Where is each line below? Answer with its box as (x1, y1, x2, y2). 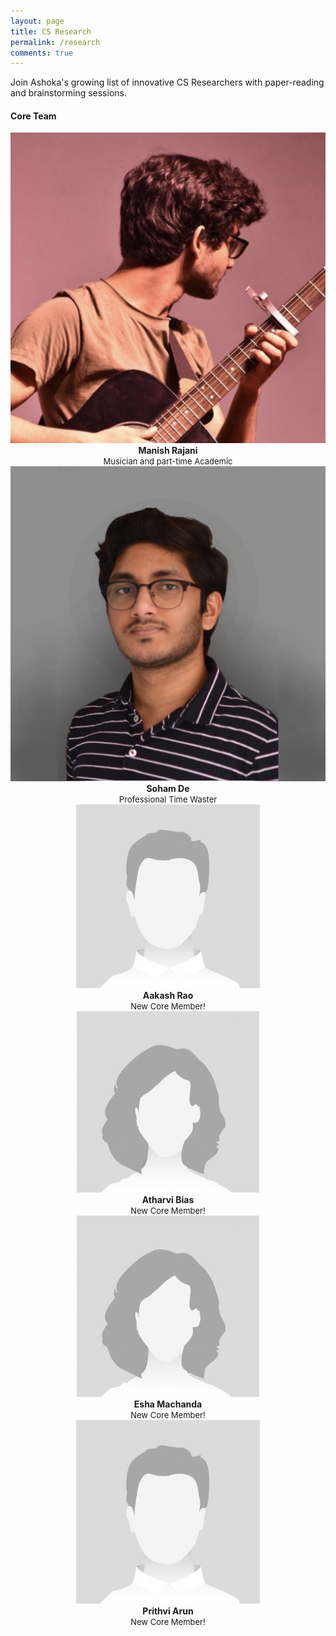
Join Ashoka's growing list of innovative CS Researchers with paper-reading (10, 76, 325, 89)
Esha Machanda (133, 1398, 203, 1410)
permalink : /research (10, 37, 101, 47)
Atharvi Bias (141, 1193, 195, 1205)
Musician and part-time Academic (103, 455, 233, 467)
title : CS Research (10, 26, 92, 37)
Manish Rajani (138, 444, 198, 456)
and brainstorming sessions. (10, 87, 127, 99)
